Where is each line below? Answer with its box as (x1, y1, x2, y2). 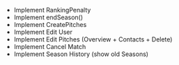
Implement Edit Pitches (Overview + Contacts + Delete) (13, 35, 173, 44)
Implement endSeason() (13, 13, 84, 21)
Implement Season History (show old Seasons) (13, 50, 148, 58)
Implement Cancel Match (13, 43, 86, 50)
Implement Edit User (13, 28, 73, 36)
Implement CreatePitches (13, 21, 87, 28)
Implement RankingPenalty (13, 6, 91, 14)
